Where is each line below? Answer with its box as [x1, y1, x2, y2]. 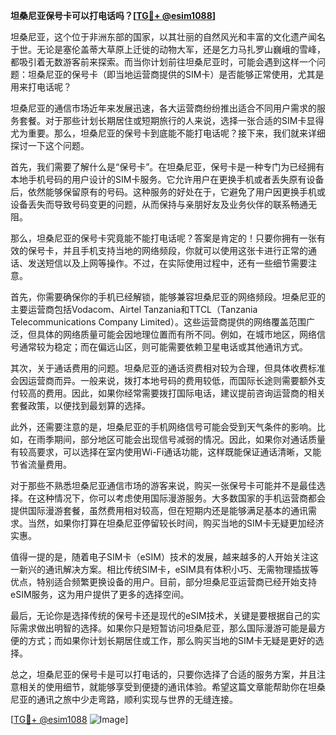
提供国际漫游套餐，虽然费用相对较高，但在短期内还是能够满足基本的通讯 [10, 505, 308, 516]
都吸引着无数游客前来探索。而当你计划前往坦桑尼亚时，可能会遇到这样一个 [10, 56, 317, 68]
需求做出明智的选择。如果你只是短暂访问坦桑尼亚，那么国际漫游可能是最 [18, 622, 317, 634]
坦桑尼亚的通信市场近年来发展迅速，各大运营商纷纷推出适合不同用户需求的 [10, 102, 317, 114]
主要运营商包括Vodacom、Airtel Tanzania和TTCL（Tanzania [10, 304, 258, 315]
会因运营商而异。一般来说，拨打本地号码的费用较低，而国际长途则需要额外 [10, 375, 317, 386]
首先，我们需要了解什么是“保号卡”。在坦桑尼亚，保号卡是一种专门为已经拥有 [10, 161, 325, 173]
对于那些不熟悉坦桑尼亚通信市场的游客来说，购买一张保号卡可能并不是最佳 [10, 480, 317, 491]
